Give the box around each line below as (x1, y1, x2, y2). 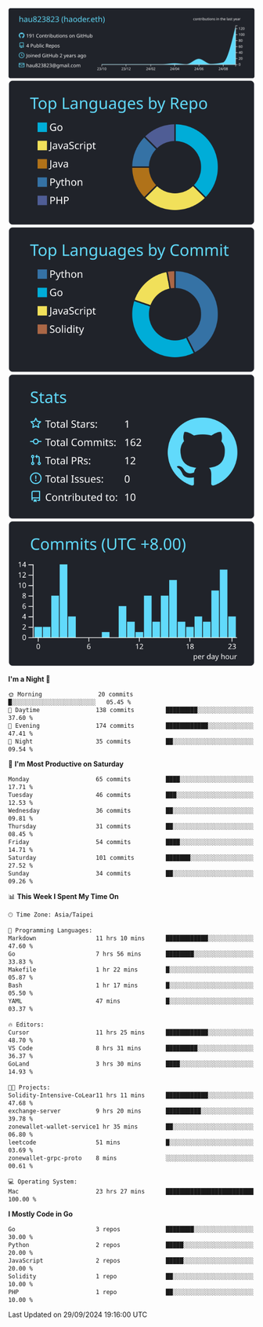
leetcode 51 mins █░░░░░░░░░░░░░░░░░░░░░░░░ (8, 1139, 254, 1146)
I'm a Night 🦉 (8, 674, 51, 683)
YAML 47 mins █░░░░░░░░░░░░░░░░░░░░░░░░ (8, 997, 254, 1005)
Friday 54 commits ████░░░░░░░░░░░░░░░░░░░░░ (8, 838, 254, 846)
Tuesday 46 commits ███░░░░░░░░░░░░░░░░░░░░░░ (8, 791, 254, 799)
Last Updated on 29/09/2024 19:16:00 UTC (8, 1310, 148, 1319)
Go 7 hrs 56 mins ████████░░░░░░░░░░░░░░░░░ (8, 950, 254, 958)
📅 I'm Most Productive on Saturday (8, 759, 124, 769)
